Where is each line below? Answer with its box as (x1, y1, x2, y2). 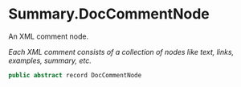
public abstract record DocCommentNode (8, 71, 142, 79)
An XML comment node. (8, 31, 89, 41)
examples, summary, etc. (8, 56, 92, 65)
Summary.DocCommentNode (8, 5, 210, 23)
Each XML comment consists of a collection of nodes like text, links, (8, 47, 235, 56)
